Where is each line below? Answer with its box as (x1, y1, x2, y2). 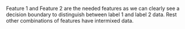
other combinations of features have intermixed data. (6, 17, 134, 24)
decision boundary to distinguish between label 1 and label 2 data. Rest (6, 11, 177, 18)
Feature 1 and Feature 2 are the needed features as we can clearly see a (6, 5, 180, 12)
